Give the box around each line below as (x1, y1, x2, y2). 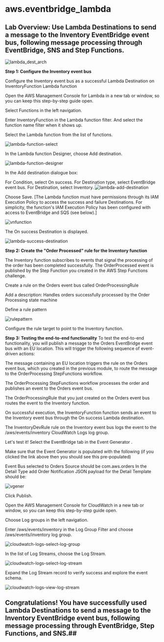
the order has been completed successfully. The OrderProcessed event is (5, 263, 154, 268)
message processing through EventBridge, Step (5, 622, 155, 630)
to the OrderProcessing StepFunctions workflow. (5, 371, 103, 376)
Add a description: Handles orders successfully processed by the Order (5, 292, 150, 297)
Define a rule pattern (5, 307, 47, 312)
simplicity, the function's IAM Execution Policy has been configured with (5, 205, 151, 210)
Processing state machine (5, 297, 58, 303)
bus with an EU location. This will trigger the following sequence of (5, 346, 140, 351)
